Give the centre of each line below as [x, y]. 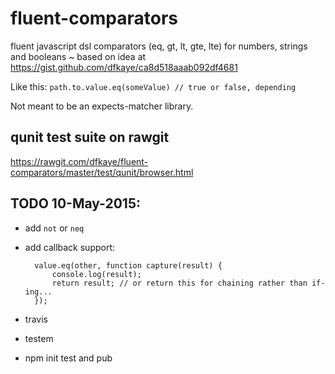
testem [39, 338]
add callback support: [70, 247]
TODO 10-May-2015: [75, 203]
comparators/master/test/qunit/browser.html [102, 172]
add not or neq [54, 228]
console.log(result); [96, 274]
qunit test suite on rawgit [90, 137]
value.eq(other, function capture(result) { [128, 265]
